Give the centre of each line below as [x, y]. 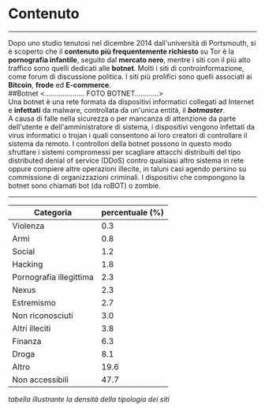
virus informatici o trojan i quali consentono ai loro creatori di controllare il [128, 135]
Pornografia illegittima [53, 277]
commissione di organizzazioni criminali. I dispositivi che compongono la [127, 177]
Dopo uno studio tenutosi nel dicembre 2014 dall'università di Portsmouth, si [132, 43]
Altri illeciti [32, 328]
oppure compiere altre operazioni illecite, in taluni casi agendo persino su [127, 169]
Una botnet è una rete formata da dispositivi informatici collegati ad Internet [131, 101]
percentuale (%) [132, 212]
